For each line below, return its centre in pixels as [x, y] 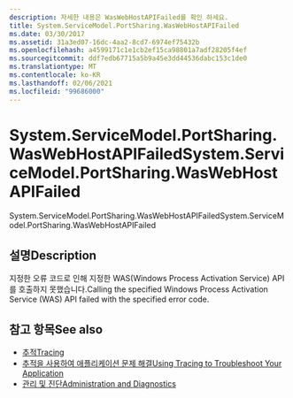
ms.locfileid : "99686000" [57, 91]
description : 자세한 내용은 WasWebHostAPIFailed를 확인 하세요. [119, 17]
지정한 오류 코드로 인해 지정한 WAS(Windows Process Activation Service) [139, 279]
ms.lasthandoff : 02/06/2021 [61, 83]
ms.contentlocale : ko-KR [55, 75]
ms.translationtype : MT [53, 67]
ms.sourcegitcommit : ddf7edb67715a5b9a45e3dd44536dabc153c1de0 [128, 58]
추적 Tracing [43, 352]
